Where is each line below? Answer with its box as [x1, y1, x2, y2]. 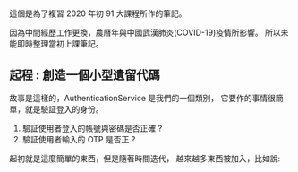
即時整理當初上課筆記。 [16, 39, 104, 49]
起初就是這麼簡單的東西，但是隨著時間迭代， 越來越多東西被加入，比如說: [9, 153, 280, 164]
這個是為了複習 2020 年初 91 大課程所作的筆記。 [9, 8, 187, 19]
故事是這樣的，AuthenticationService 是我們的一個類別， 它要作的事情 [9, 93, 268, 104]
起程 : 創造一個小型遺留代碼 [9, 67, 160, 82]
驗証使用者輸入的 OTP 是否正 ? [21, 134, 136, 145]
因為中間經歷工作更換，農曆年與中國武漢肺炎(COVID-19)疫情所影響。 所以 [9, 27, 281, 39]
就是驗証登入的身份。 [24, 104, 104, 115]
